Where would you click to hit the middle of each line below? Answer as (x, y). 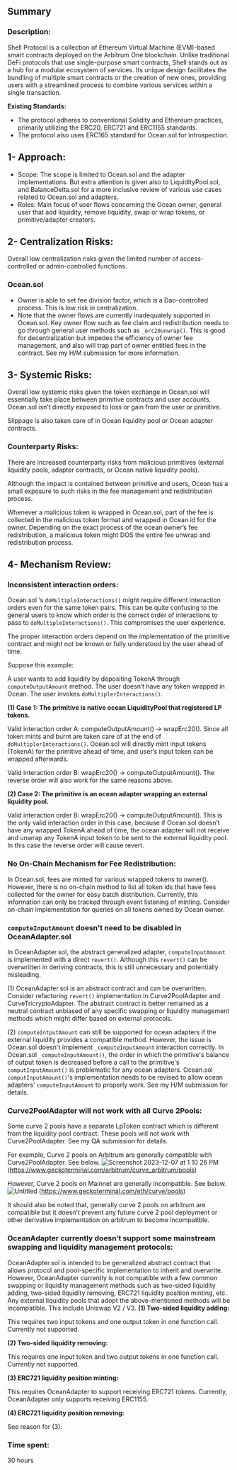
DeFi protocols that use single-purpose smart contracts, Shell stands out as (117, 62)
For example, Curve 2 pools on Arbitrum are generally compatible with (110, 1155)
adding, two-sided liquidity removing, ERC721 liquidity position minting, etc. (117, 1293)
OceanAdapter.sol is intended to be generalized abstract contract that (109, 1262)
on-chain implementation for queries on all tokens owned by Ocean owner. (116, 909)
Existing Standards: (37, 106)
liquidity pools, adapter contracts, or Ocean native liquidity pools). (104, 470)
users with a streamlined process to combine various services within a (110, 85)
